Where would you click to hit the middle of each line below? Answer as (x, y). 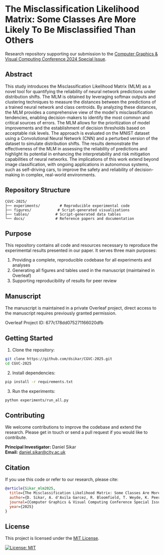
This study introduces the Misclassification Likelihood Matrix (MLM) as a (78, 86)
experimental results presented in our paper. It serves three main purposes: (81, 250)
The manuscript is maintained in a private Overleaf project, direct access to (81, 308)
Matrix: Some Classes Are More (71, 19)
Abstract (19, 74)
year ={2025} (22, 507)
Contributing (25, 415)
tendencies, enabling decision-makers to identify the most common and (77, 117)
